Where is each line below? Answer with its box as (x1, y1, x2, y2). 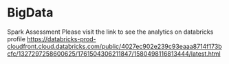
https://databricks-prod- (27, 34, 96, 43)
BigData (7, 5, 54, 21)
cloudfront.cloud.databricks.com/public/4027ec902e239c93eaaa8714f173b (7, 42, 222, 50)
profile (7, 34, 26, 43)
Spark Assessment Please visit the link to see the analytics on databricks (7, 28, 214, 36)
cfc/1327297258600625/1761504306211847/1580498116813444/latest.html (7, 50, 221, 58)
